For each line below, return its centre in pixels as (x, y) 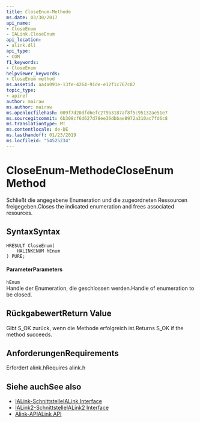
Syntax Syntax (33, 232)
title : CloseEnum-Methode (38, 12)
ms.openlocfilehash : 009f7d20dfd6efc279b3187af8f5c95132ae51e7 (87, 113)
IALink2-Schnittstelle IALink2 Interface (62, 408)
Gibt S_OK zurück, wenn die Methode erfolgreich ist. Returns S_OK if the (95, 328)
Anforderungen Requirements (62, 353)
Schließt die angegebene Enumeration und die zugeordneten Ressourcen (97, 200)
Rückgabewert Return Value (59, 314)
